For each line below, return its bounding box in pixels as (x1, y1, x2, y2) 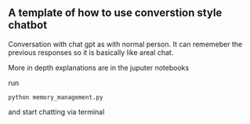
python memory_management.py (8, 93, 103, 101)
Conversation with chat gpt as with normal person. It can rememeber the (8, 39, 243, 49)
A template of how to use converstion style (8, 6, 223, 20)
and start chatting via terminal (8, 107, 105, 116)
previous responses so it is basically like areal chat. (8, 47, 174, 57)
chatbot (8, 19, 48, 32)
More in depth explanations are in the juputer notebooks (8, 63, 190, 72)
